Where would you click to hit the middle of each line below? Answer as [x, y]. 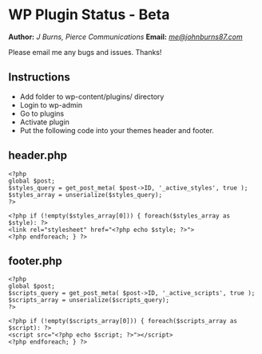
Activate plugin [45, 122]
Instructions [39, 77]
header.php [38, 156]
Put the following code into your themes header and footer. [117, 130]
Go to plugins [42, 113]
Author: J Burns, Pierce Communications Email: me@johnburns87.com [125, 37]
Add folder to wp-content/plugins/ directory [92, 96]
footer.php [35, 261]
